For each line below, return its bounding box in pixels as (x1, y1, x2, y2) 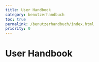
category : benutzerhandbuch (5, 12, 65, 17)
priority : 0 (5, 26, 30, 31)
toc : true (5, 17, 26, 22)
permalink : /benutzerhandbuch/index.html (5, 21, 94, 27)
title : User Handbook (5, 7, 51, 13)
